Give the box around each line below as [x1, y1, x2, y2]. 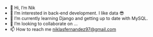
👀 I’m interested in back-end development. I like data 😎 [9, 10, 124, 16]
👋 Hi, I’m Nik [9, 5, 35, 10]
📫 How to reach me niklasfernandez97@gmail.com [9, 26, 116, 32]
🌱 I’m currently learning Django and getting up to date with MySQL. [9, 15, 148, 21]
